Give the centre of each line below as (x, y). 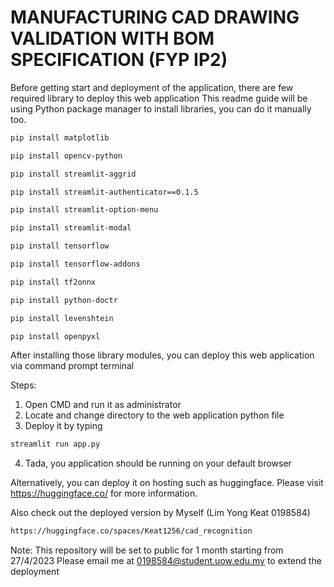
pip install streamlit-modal (71, 228)
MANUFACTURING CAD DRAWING (155, 17)
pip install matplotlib (60, 137)
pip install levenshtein (62, 318)
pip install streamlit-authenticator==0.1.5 (104, 192)
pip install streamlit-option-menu (84, 210)
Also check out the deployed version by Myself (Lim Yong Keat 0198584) (160, 513)
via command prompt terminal (72, 366)
